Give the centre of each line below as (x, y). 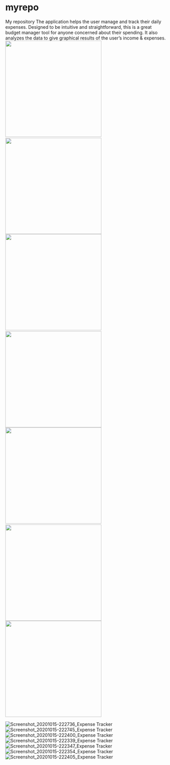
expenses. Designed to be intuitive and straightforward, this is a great (79, 27)
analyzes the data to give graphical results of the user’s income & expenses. (86, 38)
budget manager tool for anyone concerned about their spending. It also (81, 32)
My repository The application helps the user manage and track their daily (83, 22)
